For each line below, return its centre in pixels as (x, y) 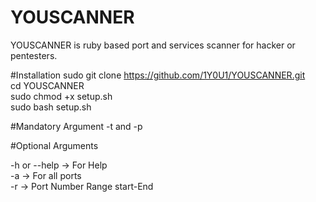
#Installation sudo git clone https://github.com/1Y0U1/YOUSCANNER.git (158, 75)
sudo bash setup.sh (51, 107)
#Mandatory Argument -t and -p (76, 126)
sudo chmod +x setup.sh (61, 96)
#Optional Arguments (54, 145)
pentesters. (34, 55)
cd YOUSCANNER (47, 85)
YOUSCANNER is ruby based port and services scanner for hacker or (153, 45)
